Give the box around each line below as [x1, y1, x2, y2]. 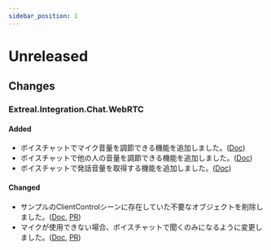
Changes [8, 79, 55, 94]
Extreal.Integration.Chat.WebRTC [8, 103, 144, 115]
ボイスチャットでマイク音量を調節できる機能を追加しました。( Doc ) [20, 143, 246, 153]
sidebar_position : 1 [8, 11, 79, 20]
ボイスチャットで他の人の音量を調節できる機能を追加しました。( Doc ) [20, 153, 253, 163]
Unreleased [8, 46, 89, 65]
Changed [8, 182, 41, 192]
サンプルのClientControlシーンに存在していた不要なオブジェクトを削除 [20, 201, 256, 212]
